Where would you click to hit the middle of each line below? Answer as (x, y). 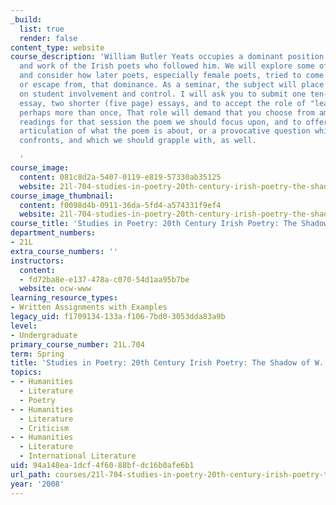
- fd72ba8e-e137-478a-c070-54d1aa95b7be (104, 279)
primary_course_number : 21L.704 (77, 344)
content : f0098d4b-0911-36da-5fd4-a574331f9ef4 (120, 205)
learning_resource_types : (64, 298)
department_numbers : (53, 233)
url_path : (31, 474)
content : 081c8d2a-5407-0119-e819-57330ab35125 (120, 177)
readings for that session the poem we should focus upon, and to (160, 122)
